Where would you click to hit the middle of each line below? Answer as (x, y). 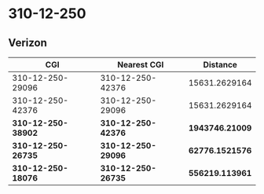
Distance (220, 65)
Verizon (27, 43)
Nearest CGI (141, 65)
